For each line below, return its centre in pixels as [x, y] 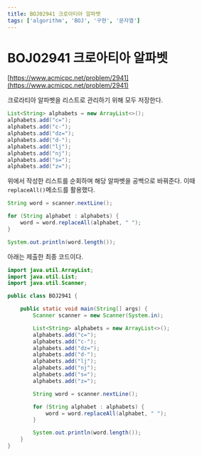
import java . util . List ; [43, 277]
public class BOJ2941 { [43, 296]
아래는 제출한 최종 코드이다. [46, 256]
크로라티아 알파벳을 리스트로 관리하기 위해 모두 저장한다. [85, 100]
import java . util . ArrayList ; [51, 270]
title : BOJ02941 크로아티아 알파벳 [54, 14]
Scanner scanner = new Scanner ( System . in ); [98, 316]
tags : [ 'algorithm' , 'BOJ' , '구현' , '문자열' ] [74, 21]
